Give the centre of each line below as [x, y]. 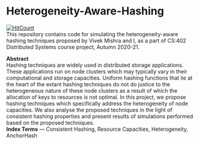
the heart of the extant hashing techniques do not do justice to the [88, 84]
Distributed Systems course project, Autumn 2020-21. [73, 47]
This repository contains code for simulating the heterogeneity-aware [92, 34]
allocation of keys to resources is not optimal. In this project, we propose [96, 97]
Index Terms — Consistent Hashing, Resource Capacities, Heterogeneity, [97, 129]
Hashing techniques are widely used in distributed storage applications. [95, 65]
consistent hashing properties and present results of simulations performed [100, 116]
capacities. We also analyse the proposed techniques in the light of [89, 110]
